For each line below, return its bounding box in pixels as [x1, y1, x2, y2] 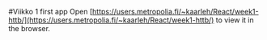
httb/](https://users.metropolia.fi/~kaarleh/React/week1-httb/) [8, 15, 214, 25]
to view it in [215, 15, 255, 25]
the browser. [8, 24, 51, 33]
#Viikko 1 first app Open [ [8, 7, 93, 16]
